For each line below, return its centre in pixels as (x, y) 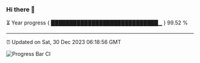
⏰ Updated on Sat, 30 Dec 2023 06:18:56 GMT (64, 42)
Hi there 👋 (21, 10)
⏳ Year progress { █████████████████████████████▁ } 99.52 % (97, 23)
